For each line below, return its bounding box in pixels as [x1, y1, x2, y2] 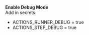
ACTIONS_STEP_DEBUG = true [12, 24, 77, 30]
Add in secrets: [5, 9, 37, 15]
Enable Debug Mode [5, 4, 49, 10]
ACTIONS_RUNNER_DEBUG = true [12, 19, 84, 25]
